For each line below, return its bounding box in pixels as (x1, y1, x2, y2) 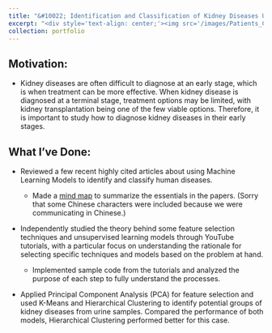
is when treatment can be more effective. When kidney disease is (19, 87, 239, 97)
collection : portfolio (8, 27, 85, 35)
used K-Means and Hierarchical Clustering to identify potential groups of (19, 298, 263, 308)
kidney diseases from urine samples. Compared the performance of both (19, 307, 264, 316)
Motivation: (8, 57, 68, 70)
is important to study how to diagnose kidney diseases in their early (19, 113, 246, 122)
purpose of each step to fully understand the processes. (32, 274, 221, 284)
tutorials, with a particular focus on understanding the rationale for (19, 241, 242, 250)
